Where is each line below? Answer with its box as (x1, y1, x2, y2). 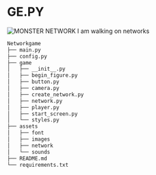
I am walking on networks (77, 27, 150, 35)
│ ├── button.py (7, 78, 60, 86)
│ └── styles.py (7, 117, 60, 124)
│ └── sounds (7, 148, 51, 155)
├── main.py (7, 46, 41, 54)
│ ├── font (7, 130, 44, 137)
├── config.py (7, 53, 48, 60)
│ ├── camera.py (7, 85, 60, 92)
